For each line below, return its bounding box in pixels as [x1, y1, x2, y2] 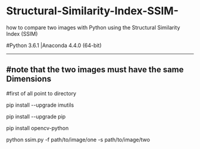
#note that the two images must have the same [6, 64, 184, 75]
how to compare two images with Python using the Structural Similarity [6, 24, 180, 31]
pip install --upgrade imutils [6, 101, 74, 108]
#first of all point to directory [6, 89, 76, 97]
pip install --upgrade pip [6, 113, 66, 120]
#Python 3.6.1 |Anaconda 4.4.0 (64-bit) [6, 42, 102, 49]
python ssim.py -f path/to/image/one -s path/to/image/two [6, 136, 151, 143]
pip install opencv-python [6, 124, 69, 132]
